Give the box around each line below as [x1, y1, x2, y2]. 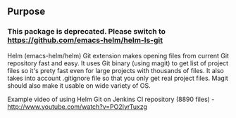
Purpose [7, 6, 46, 18]
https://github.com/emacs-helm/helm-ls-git [7, 35, 163, 45]
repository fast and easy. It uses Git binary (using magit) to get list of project [7, 59, 229, 67]
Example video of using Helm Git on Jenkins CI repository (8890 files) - [7, 95, 215, 103]
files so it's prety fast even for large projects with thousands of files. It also [7, 66, 224, 74]
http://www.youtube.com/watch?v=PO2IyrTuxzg [7, 102, 148, 111]
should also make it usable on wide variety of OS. [7, 81, 151, 90]
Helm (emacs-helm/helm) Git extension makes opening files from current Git [7, 51, 229, 60]
